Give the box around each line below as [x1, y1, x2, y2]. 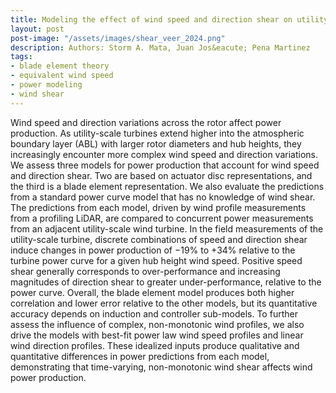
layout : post [10, 24, 65, 34]
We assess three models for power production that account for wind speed [10, 159, 320, 171]
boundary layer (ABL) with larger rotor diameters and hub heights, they [10, 137, 302, 150]
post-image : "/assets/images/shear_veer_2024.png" [10, 33, 226, 43]
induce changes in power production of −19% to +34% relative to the [10, 244, 296, 256]
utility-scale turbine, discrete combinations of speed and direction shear [10, 233, 308, 245]
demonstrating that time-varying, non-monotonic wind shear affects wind [10, 361, 313, 373]
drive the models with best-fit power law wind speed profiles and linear [10, 329, 304, 341]
